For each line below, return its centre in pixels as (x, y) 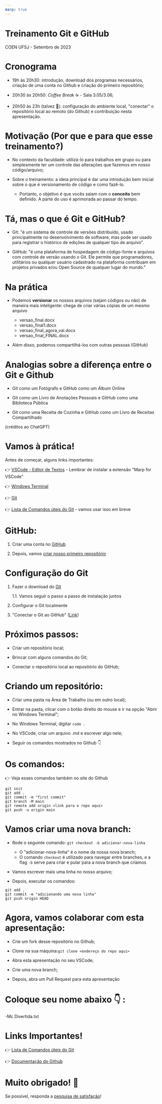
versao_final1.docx (38, 325)
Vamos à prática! (40, 446)
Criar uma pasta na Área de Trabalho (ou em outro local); (69, 700)
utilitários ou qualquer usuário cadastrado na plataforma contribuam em (84, 262)
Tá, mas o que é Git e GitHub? (65, 219)
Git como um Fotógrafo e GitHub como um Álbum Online (68, 388)
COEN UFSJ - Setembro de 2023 (38, 47)
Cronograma (31, 66)
